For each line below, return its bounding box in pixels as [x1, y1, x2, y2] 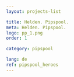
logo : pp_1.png [6, 30, 43, 36]
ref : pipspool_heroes [6, 62, 59, 68]
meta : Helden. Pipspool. [6, 24, 66, 30]
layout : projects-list [6, 8, 61, 15]
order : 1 [6, 36, 27, 41]
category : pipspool [6, 46, 54, 52]
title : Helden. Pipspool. [6, 19, 69, 25]
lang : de [6, 57, 27, 62]
